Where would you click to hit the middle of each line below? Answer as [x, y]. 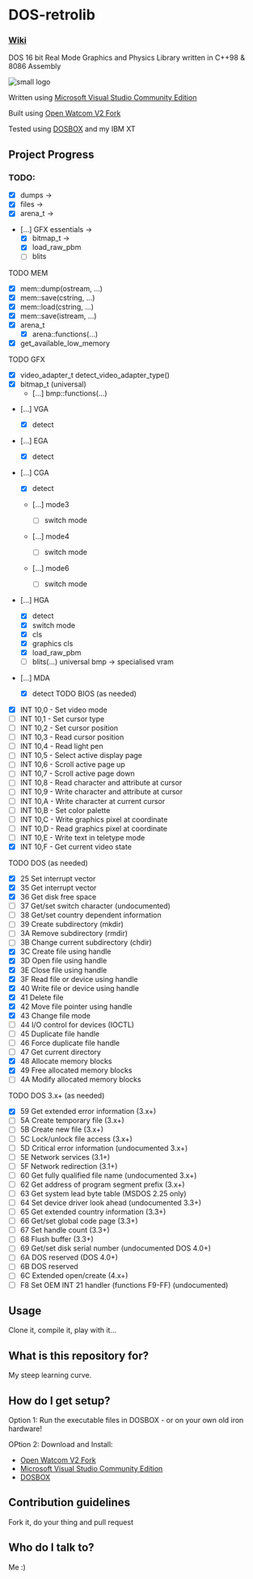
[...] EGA [34, 441]
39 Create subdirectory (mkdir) [72, 925]
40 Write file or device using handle [80, 988]
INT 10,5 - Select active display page [81, 756]
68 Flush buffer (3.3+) [57, 1239]
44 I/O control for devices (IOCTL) [77, 1024]
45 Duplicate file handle [59, 1034]
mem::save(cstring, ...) [57, 298]
